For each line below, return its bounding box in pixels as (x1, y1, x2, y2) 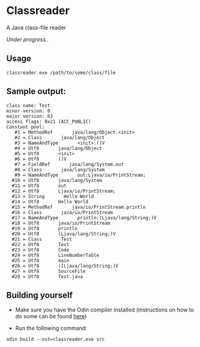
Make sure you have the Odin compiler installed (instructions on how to (15, 306, 195, 313)
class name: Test (6, 102, 51, 109)
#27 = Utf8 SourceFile (12, 268, 86, 274)
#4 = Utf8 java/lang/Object (14, 145, 102, 152)
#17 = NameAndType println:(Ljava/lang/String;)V (12, 214, 157, 221)
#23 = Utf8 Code (12, 247, 70, 253)
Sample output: (6, 86, 66, 97)
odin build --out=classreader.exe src (6, 337, 105, 343)
